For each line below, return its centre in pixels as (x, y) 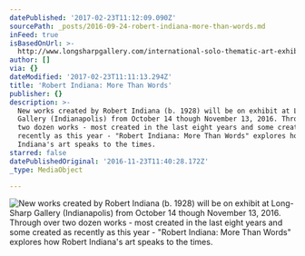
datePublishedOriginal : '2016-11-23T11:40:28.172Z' (109, 161)
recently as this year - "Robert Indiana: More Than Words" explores (152, 136)
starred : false (38, 153)
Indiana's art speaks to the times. (87, 144)
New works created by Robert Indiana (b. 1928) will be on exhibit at (154, 111)
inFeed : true (34, 34)
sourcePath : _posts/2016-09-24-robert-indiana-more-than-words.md (138, 26)
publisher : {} (36, 94)
